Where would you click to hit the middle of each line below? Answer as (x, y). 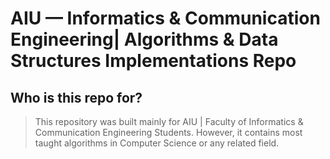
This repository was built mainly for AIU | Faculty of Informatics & (169, 121)
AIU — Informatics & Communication (165, 18)
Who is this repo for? (76, 97)
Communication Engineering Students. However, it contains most (168, 132)
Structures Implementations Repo (153, 61)
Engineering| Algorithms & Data (144, 39)
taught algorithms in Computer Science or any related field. (157, 143)
